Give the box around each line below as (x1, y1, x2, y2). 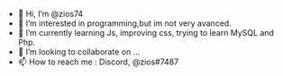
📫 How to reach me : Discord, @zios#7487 (17, 56, 179, 67)
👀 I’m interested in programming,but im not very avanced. (17, 18, 232, 29)
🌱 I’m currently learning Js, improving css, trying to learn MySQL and (17, 28, 275, 38)
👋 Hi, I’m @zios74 (17, 9, 84, 19)
